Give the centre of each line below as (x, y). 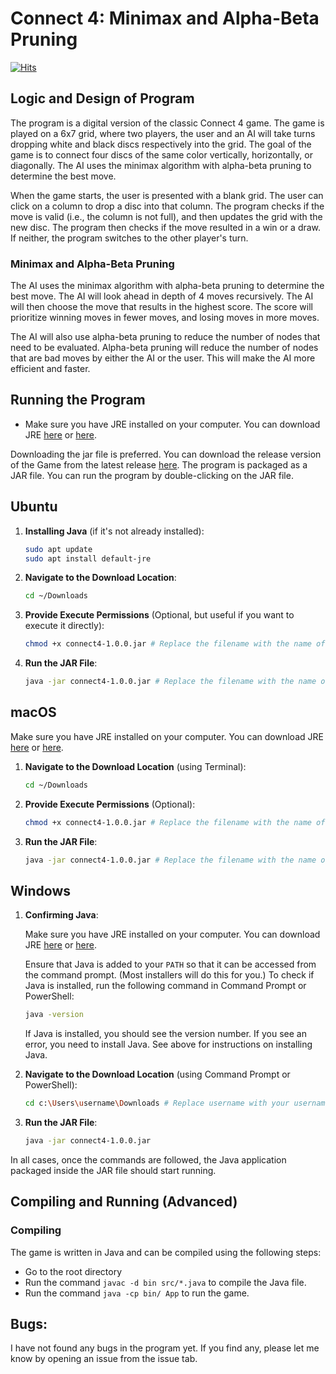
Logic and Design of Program (102, 98)
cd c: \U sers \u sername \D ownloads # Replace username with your (157, 1103)
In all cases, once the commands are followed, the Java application (148, 1159)
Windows (40, 890)
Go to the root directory (73, 1271)
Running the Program (78, 400)
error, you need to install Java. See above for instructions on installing (168, 1044)
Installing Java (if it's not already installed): (114, 531)
